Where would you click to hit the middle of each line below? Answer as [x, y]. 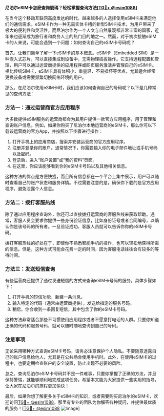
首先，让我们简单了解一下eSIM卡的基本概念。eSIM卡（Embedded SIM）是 [80, 53]
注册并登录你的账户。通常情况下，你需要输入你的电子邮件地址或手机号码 [85, 148]
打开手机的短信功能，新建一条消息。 [49, 297]
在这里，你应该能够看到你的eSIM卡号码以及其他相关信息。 [71, 166]
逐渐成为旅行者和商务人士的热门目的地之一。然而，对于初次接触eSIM [87, 36]
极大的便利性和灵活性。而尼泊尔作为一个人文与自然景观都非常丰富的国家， [80, 30]
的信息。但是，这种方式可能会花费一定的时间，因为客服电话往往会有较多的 [80, 249]
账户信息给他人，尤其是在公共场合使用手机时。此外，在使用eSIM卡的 [83, 357]
